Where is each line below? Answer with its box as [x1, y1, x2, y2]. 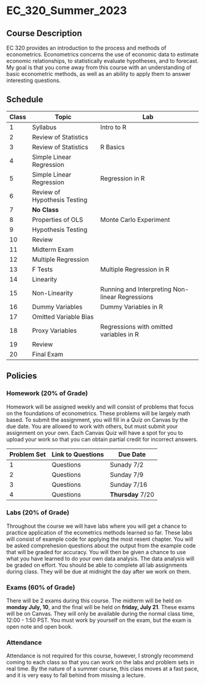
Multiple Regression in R [100, 265, 170, 273]
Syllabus [32, 123, 57, 131]
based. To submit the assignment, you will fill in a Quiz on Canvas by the [6, 416, 188, 423]
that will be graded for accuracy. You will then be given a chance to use [6, 548, 186, 555]
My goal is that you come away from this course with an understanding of [6, 64, 192, 71]
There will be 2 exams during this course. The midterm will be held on [6, 597, 182, 604]
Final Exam [32, 350, 63, 358]
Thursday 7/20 [109, 490, 154, 498]
